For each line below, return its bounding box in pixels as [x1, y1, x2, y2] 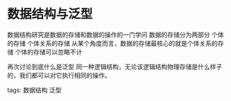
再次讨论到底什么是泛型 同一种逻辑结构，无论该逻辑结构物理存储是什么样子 [7, 62, 223, 71]
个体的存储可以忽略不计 [15, 48, 82, 56]
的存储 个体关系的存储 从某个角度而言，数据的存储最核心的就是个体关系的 [7, 39, 218, 47]
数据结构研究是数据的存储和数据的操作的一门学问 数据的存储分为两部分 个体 [7, 30, 224, 39]
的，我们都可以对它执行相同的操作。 [7, 71, 111, 80]
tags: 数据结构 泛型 [7, 86, 62, 94]
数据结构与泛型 [7, 6, 93, 22]
